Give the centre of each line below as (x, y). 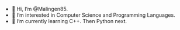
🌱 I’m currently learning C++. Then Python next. (69, 21)
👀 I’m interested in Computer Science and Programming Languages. (93, 15)
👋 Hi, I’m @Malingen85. (40, 9)
